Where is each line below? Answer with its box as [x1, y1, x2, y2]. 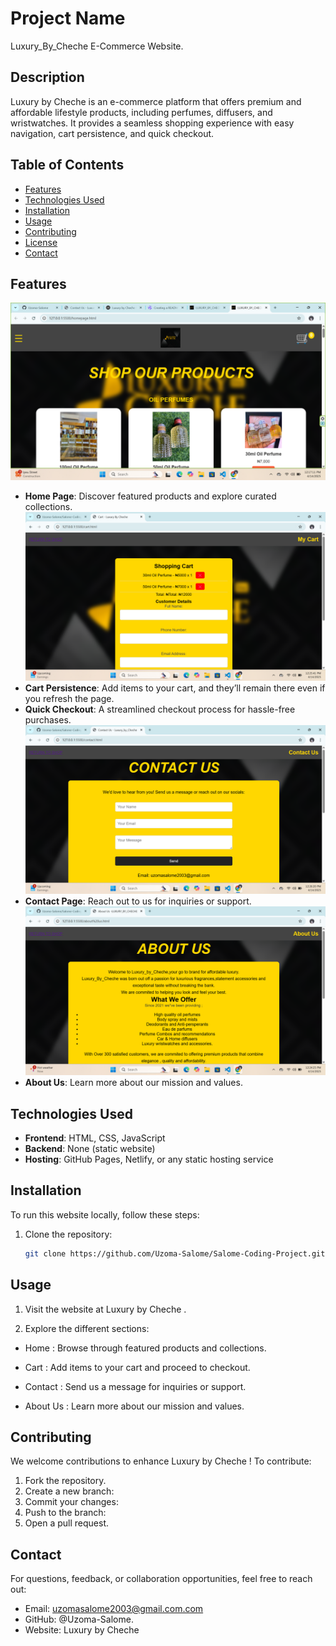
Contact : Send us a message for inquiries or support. [24, 1380, 247, 1392]
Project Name [10, 7, 126, 30]
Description [10, 69, 85, 86]
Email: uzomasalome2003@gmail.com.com [24, 1603, 204, 1615]
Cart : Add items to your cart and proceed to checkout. [24, 1361, 251, 1373]
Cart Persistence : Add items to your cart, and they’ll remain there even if [24, 682, 326, 694]
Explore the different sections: [24, 1322, 150, 1334]
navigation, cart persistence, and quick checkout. [10, 127, 215, 139]
